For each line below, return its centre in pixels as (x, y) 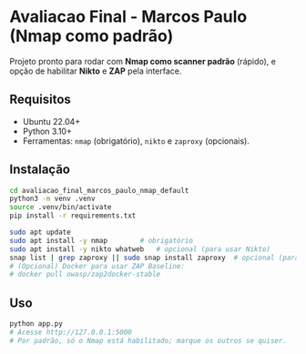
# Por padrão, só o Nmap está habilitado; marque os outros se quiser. (148, 340)
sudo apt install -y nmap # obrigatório (102, 240)
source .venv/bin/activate (61, 207)
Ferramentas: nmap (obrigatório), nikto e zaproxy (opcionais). (136, 141)
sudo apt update (40, 233)
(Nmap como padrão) (92, 36)
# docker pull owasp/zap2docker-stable (85, 275)
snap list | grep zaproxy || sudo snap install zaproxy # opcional (142, 258)
